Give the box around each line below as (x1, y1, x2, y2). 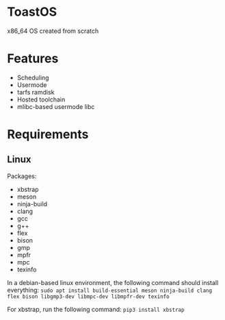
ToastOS (7, 4, 57, 20)
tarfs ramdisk (16, 88, 55, 96)
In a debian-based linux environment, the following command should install (7, 278, 219, 286)
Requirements (7, 127, 89, 143)
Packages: (7, 172, 37, 180)
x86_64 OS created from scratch (7, 27, 99, 35)
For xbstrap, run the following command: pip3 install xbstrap (7, 305, 185, 313)
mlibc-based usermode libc (16, 102, 95, 110)
